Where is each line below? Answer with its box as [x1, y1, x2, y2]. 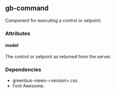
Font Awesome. [12, 83, 45, 89]
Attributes [5, 30, 30, 37]
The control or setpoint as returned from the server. [5, 53, 111, 59]
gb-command [5, 4, 49, 13]
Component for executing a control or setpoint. [5, 17, 102, 23]
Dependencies [5, 66, 41, 73]
